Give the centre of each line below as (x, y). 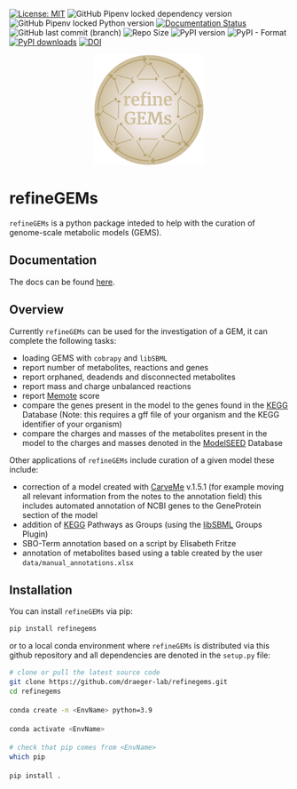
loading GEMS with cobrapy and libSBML (95, 358)
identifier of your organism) (72, 424)
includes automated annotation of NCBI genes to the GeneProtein (141, 506)
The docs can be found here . (62, 282)
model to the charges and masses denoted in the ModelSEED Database (152, 442)
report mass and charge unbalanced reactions (106, 386)
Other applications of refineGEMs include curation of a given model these (142, 460)
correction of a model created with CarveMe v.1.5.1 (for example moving (153, 486)
